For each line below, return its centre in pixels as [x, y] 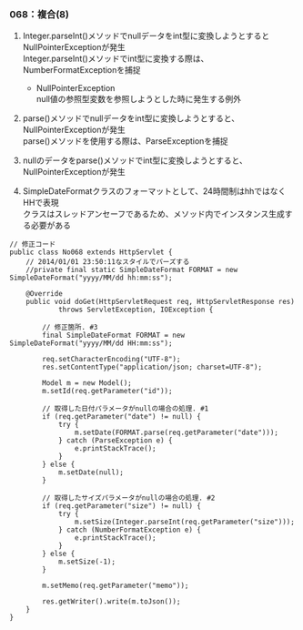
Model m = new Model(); [87, 383]
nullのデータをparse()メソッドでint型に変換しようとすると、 [135, 160]
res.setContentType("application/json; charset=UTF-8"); [152, 367]
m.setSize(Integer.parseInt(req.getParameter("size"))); [185, 522]
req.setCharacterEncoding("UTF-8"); [111, 360]
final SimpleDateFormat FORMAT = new [113, 335]
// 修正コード [33, 244]
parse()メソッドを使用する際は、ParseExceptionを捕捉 [126, 141]
